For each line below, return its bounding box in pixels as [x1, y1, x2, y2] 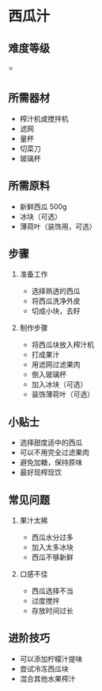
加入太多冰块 [31, 542, 74, 552]
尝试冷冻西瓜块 [19, 664, 69, 674]
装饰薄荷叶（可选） [31, 390, 95, 400]
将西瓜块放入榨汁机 [31, 340, 95, 349]
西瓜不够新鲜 [31, 553, 74, 562]
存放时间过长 [31, 606, 74, 616]
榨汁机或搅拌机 [19, 114, 69, 123]
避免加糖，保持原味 [19, 457, 83, 467]
